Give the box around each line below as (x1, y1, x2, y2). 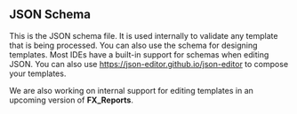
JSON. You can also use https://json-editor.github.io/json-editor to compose (9, 58, 289, 69)
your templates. (9, 68, 67, 79)
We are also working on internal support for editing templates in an (9, 85, 253, 95)
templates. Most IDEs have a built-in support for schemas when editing (9, 49, 269, 60)
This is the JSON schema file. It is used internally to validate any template (9, 30, 278, 41)
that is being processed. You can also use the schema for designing (9, 40, 258, 50)
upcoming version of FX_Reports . (9, 95, 133, 105)
